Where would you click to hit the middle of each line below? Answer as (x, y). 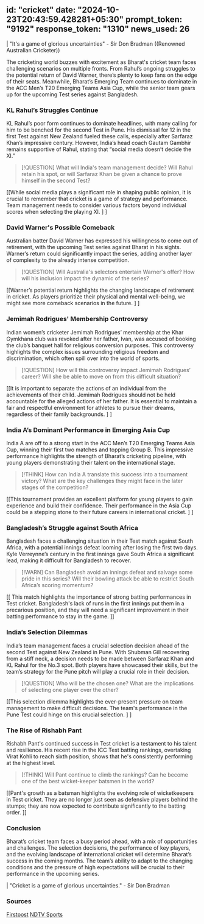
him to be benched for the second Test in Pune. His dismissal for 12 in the (98, 130)
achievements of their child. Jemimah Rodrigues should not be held (91, 395)
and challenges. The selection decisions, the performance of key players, (98, 848)
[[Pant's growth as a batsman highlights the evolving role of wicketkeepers (100, 793)
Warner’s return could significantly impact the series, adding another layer (99, 254)
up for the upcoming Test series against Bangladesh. (72, 94)
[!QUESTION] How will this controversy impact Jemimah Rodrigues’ (106, 370)
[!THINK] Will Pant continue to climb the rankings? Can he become (105, 774)
